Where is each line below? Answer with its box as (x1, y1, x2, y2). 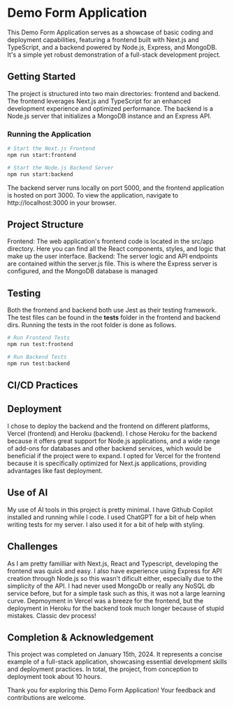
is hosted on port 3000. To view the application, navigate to (7, 191, 179, 199)
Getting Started (7, 71, 76, 83)
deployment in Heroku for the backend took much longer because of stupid (7, 604, 225, 612)
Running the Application (7, 129, 92, 139)
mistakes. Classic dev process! (7, 611, 96, 619)
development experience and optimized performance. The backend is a (7, 104, 214, 113)
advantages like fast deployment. (7, 466, 103, 474)
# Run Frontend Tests (7, 334, 71, 341)
